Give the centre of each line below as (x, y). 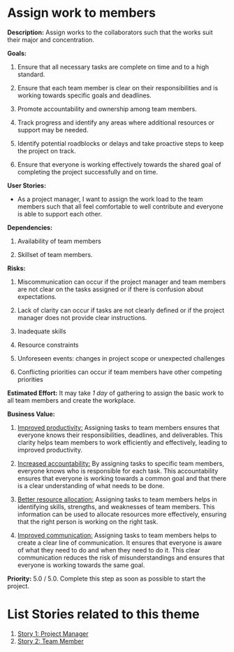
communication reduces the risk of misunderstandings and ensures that (121, 557)
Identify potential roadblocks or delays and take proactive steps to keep (120, 143)
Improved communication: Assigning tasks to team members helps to (117, 535)
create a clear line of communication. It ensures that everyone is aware (119, 542)
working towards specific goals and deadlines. (84, 95)
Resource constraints (48, 345)
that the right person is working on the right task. (88, 521)
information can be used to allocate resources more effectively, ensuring (122, 514)
